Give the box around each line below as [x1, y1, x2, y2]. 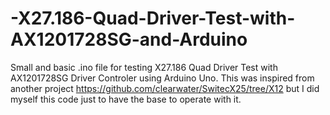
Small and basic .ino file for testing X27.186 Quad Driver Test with [10, 61, 278, 73]
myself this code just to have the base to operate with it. [10, 93, 242, 105]
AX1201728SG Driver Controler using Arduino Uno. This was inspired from [10, 72, 315, 84]
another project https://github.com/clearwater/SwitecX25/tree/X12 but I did [10, 82, 320, 94]
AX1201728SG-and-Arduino [10, 28, 248, 51]
